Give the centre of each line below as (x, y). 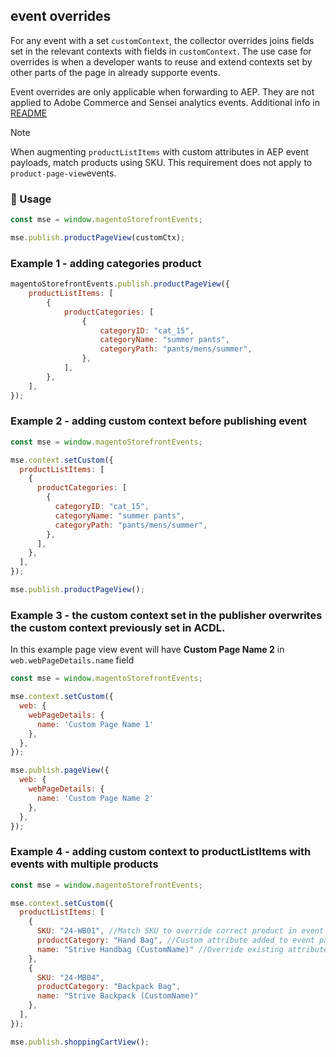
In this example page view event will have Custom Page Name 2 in (147, 650)
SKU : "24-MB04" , (70, 977)
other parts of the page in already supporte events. (115, 72)
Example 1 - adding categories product (106, 263)
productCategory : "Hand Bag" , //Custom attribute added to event (175, 940)
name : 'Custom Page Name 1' (95, 724)
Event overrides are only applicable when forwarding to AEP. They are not (162, 91)
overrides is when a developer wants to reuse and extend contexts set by (161, 61)
